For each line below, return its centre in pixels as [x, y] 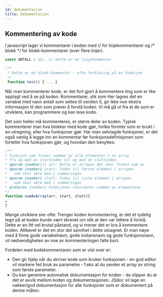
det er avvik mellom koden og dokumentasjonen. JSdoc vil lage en [79, 280]
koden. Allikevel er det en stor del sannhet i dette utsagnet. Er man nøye [77, 230]
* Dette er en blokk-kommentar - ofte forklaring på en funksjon [75, 73]
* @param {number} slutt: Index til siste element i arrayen [68, 178]
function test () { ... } [32, 82]
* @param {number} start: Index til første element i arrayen [69, 169]
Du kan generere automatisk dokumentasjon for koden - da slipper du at [84, 275]
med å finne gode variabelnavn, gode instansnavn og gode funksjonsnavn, [80, 235]
